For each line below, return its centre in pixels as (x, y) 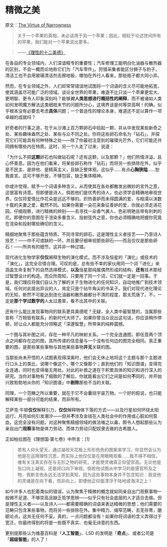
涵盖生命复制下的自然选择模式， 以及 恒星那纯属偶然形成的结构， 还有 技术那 (81, 270)
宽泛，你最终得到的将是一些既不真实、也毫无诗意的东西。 (64, 522)
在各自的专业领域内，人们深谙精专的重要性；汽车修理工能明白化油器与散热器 (83, 63)
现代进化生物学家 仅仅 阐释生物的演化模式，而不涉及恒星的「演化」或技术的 (81, 257)
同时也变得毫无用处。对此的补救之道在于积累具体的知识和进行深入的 (92, 370)
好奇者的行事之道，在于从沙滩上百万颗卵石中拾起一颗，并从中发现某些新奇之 (83, 128)
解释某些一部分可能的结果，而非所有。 (44, 399)
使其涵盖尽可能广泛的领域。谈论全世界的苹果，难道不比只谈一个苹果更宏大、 (83, 92)
